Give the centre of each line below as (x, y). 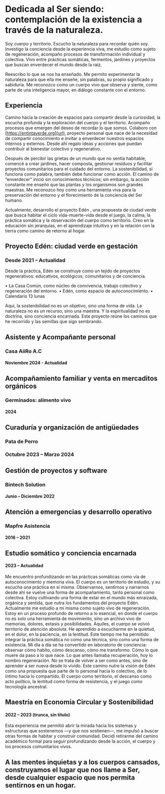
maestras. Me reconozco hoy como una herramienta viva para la (71, 190)
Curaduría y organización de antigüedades (72, 427)
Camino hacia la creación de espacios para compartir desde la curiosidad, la (83, 117)
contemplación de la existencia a (74, 19)
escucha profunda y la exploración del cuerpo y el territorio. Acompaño (78, 122)
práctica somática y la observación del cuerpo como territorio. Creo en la (80, 220)
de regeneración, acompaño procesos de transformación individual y (75, 54)
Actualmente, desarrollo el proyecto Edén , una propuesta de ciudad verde (81, 210)
